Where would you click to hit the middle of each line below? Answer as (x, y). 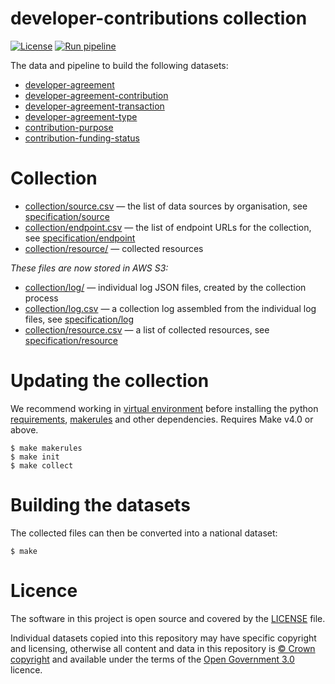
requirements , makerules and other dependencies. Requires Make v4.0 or (162, 419)
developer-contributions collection (159, 18)
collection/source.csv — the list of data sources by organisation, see (166, 206)
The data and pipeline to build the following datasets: (119, 65)
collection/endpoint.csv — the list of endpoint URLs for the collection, (168, 227)
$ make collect (42, 465)
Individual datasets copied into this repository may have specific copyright (163, 638)
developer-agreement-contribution (96, 95)
